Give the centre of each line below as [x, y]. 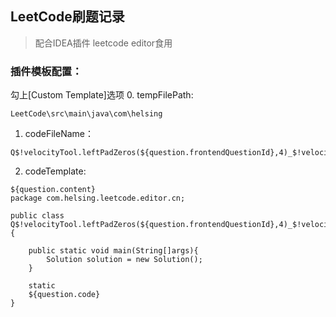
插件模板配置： [46, 71]
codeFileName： [59, 134]
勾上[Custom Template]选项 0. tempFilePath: [102, 95]
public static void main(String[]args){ [113, 251]
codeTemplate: [55, 171]
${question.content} [53, 190]
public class [37, 216]
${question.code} [64, 295]
